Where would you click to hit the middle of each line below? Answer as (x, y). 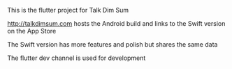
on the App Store (32, 31)
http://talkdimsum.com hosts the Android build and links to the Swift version (116, 23)
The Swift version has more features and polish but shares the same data (113, 44)
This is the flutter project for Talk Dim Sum (68, 10)
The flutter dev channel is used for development (77, 58)
